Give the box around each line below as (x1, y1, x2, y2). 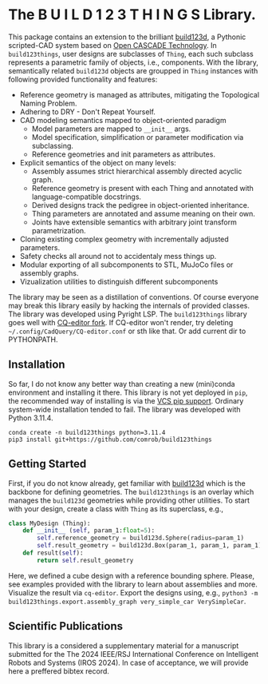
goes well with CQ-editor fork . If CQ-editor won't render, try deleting (8, 317, 234, 327)
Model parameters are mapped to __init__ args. (31, 124, 191, 133)
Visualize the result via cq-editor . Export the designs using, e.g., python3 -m (8, 587, 258, 597)
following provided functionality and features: (8, 74, 158, 84)
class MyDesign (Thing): (8, 519, 91, 527)
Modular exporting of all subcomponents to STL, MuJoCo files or (19, 260, 234, 269)
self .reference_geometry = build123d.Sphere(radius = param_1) (37, 534, 245, 543)
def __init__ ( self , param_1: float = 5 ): (22, 527, 156, 535)
